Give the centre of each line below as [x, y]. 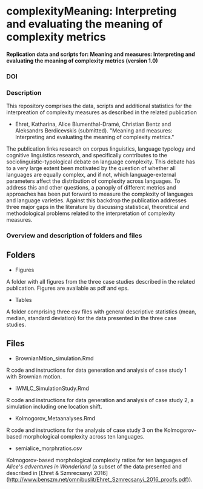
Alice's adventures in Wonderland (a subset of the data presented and [94, 467]
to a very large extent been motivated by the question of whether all [91, 168]
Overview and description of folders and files [74, 235]
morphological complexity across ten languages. [84, 436]
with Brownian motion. [34, 376]
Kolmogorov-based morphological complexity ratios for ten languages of [97, 460]
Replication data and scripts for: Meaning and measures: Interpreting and [101, 54]
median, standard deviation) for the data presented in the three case [92, 318]
